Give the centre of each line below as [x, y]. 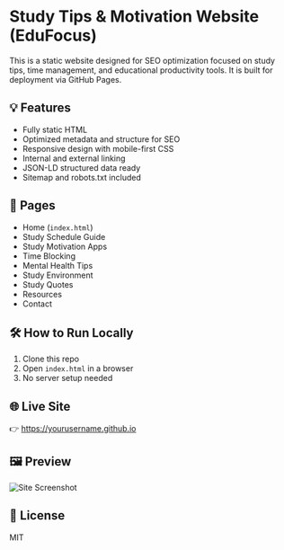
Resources [42, 294]
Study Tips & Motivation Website [134, 17]
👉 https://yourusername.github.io [73, 429]
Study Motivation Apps [65, 246]
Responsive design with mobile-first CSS [98, 148]
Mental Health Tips [58, 265]
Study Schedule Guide [64, 236]
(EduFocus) [53, 35]
